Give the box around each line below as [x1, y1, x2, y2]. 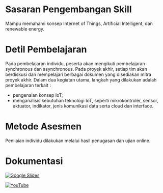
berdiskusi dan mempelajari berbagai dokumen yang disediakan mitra [5, 71, 152, 77]
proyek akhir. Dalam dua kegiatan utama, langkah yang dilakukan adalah [5, 76, 157, 82]
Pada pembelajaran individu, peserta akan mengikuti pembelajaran [5, 60, 145, 67]
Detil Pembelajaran [5, 44, 87, 56]
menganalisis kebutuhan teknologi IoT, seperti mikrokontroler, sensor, [12, 97, 159, 103]
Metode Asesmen [5, 121, 82, 132]
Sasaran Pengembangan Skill [5, 4, 132, 15]
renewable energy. [5, 25, 45, 32]
